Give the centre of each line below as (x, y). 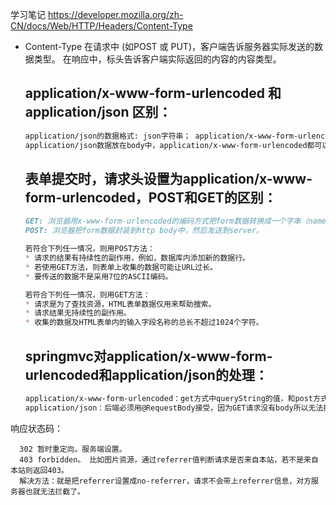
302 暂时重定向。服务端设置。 (73, 449)
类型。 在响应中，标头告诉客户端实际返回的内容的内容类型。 (157, 59)
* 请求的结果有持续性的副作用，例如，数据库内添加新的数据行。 (137, 258)
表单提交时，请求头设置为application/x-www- (168, 178)
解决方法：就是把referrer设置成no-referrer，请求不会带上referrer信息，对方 (165, 481)
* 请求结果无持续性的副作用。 (78, 313)
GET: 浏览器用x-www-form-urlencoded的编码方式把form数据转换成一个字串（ (166, 221)
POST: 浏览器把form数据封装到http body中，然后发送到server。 (144, 231)
